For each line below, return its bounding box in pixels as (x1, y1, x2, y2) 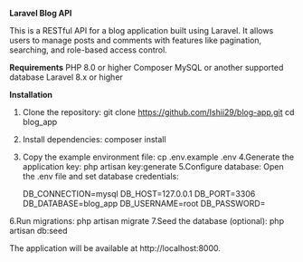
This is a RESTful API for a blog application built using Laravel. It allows (9, 25, 274, 35)
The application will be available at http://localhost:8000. (9, 243, 222, 253)
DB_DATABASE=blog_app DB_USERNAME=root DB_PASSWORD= (22, 199, 266, 209)
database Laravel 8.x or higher (9, 72, 124, 82)
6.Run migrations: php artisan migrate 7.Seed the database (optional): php (9, 216, 285, 226)
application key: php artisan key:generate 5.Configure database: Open (22, 161, 284, 171)
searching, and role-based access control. (9, 44, 167, 55)
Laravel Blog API (9, 8, 72, 18)
